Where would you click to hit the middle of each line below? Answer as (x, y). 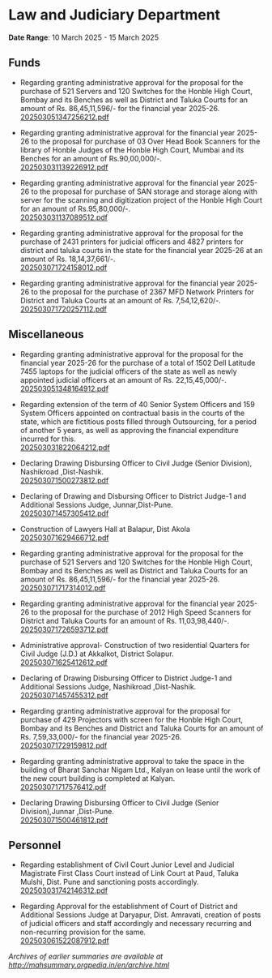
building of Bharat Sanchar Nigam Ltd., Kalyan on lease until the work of (140, 770)
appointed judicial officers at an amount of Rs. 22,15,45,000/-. (123, 380)
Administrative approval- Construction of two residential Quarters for (135, 645)
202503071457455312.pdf (64, 695)
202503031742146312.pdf (64, 890)
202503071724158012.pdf (64, 267)
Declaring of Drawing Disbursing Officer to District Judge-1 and (126, 678)
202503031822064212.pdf (65, 447)
